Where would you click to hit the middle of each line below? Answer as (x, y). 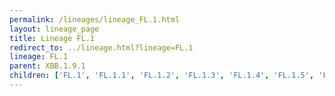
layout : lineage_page (54, 29)
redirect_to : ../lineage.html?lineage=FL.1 (101, 47)
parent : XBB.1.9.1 (47, 66)
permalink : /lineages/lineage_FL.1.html (95, 19)
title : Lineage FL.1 (52, 38)
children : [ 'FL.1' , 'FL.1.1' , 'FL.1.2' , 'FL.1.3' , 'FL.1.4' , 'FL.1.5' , (162, 76)
